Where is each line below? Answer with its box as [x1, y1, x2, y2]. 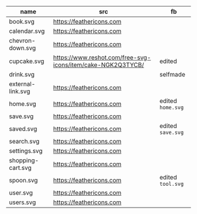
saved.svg [9, 125, 38, 133]
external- [9, 80, 36, 88]
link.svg [9, 88, 30, 95]
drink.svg [9, 71, 35, 78]
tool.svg [159, 180, 184, 187]
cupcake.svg [9, 57, 45, 65]
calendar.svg [9, 27, 45, 35]
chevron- [9, 36, 36, 45]
